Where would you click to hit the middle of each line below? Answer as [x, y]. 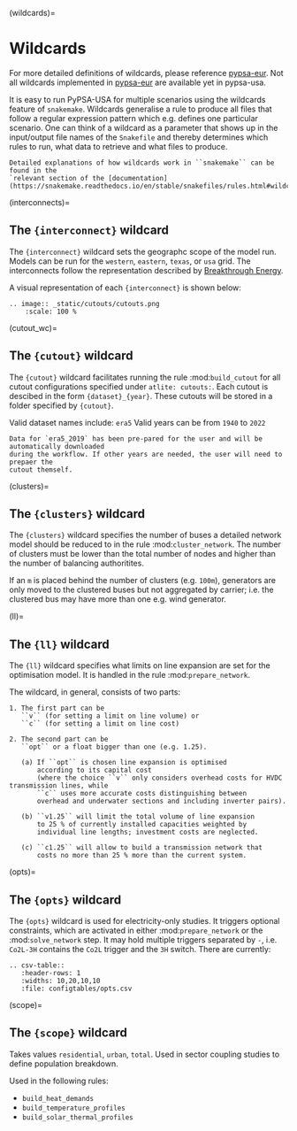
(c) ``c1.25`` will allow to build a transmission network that [142, 848]
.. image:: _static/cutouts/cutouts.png [85, 304]
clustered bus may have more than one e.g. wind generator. [118, 599]
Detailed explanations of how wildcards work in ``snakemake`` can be [142, 163]
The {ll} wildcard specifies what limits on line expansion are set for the [140, 666]
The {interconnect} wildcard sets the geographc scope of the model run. [143, 251]
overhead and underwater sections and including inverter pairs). [162, 801]
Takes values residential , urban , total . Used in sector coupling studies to [145, 1054]
